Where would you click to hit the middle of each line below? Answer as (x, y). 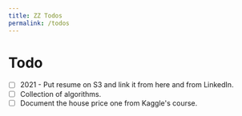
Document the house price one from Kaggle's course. (109, 103)
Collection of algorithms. (60, 94)
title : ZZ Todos (35, 16)
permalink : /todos (39, 23)
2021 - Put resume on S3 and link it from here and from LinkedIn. (127, 85)
